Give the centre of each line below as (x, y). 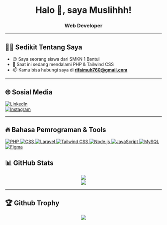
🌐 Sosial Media (29, 92)
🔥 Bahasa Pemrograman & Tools (56, 129)
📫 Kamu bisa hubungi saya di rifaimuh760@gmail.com (70, 70)
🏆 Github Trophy (32, 203)
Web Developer (83, 26)
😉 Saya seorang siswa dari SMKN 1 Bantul (56, 59)
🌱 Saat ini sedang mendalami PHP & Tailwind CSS (63, 65)
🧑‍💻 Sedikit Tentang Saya (44, 47)
